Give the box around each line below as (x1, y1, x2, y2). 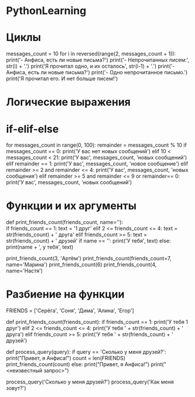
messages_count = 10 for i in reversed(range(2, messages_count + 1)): (6, 50, 176, 57)
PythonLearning (6, 4, 87, 18)
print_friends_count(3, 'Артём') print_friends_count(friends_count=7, (6, 255, 172, 262)
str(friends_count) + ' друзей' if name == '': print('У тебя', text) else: (6, 237, 171, 244)
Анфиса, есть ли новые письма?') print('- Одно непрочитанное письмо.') (6, 69, 188, 76)
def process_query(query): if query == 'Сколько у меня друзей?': (6, 348, 166, 355)
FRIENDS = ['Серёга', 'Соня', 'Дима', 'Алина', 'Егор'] (6, 307, 135, 314)
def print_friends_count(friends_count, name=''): (6, 219, 124, 226)
